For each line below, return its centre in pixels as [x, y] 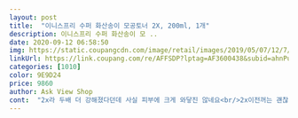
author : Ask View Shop [51, 91]
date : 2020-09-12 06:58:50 [59, 42]
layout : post [33, 17]
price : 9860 [31, 83]
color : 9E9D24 [35, 75]
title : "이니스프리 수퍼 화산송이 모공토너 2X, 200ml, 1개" [110, 26]
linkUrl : [25, 59]
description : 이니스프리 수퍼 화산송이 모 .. [83, 34]
